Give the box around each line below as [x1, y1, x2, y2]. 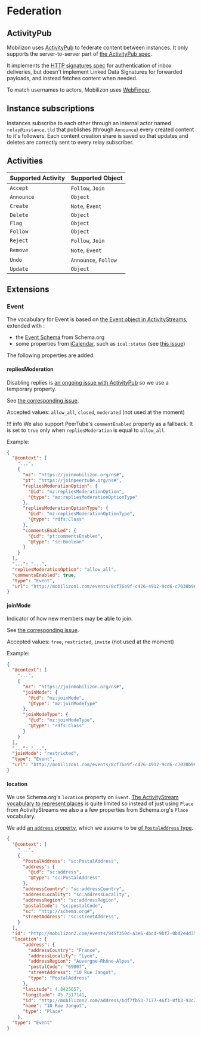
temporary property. [7, 385, 57, 392]
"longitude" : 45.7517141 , [22, 991, 87, 998]
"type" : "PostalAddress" [28, 975, 90, 981]
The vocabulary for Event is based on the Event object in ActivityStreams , [7, 316, 188, 323]
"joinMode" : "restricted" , [12, 751, 79, 757]
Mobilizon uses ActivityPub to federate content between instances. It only [7, 44, 188, 51]
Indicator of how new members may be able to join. [7, 615, 133, 622]
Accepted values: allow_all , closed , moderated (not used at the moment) [7, 409, 185, 416]
